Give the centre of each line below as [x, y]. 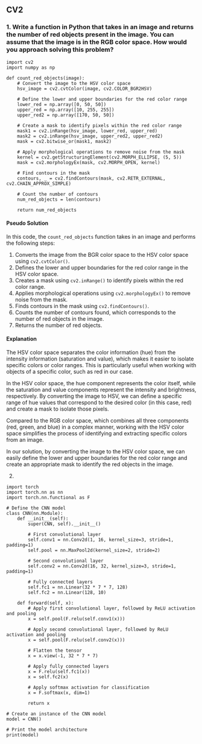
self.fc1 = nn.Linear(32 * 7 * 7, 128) [78, 587]
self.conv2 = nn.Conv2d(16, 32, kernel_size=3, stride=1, [102, 566]
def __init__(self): [43, 519]
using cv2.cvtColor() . [42, 261]
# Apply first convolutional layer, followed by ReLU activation [112, 608]
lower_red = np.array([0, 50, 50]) [62, 104]
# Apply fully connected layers [69, 667]
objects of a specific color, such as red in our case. [70, 372]
